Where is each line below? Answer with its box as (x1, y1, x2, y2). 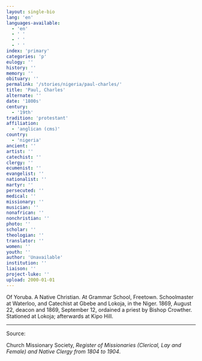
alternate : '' (6, 93, 42, 99)
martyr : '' (6, 182, 34, 188)
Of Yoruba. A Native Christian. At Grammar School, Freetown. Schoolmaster (6, 293, 194, 300)
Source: (6, 330, 26, 337)
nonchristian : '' (6, 216, 50, 222)
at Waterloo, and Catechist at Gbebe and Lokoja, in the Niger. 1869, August (6, 300, 192, 307)
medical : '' (6, 193, 36, 199)
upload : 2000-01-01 (6, 277, 55, 283)
